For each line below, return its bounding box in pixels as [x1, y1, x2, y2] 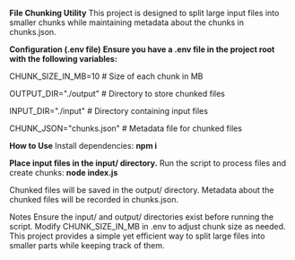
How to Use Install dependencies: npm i [9, 141, 158, 151]
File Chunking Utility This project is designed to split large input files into [9, 8, 280, 18]
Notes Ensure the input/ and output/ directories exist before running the [9, 212, 274, 222]
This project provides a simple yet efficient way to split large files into [9, 230, 265, 241]
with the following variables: [9, 54, 118, 64]
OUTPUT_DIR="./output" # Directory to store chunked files [9, 89, 226, 99]
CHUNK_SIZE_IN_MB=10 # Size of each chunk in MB [9, 71, 204, 82]
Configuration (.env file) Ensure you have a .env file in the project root [9, 44, 275, 55]
